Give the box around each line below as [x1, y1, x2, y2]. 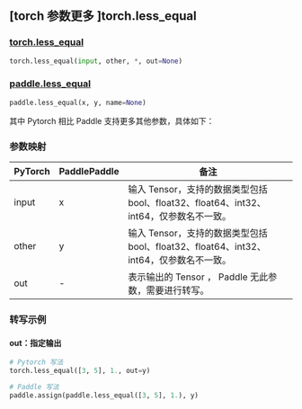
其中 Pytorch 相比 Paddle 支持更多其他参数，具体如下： [9, 115, 215, 126]
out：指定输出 [9, 337, 62, 348]
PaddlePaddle [58, 165, 120, 178]
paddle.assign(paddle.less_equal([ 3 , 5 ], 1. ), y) [9, 390, 200, 400]
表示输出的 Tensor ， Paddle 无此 [128, 271, 269, 283]
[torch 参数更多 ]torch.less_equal [9, 8, 197, 24]
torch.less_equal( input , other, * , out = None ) [9, 57, 182, 66]
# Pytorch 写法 [9, 358, 64, 367]
